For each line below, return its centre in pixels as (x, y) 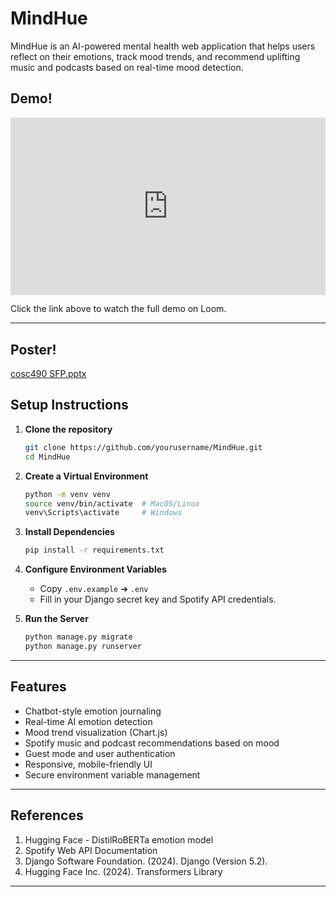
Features (38, 687)
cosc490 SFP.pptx (48, 374)
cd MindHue (47, 457)
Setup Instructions (69, 405)
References (47, 815)
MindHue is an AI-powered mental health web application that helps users (163, 46)
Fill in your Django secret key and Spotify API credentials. (158, 599)
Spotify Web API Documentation (91, 850)
